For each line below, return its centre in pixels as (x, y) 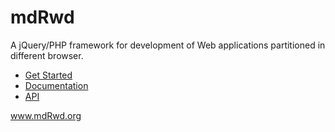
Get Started (48, 75)
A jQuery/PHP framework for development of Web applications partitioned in (168, 45)
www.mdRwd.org (46, 115)
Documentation (56, 85)
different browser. (47, 55)
